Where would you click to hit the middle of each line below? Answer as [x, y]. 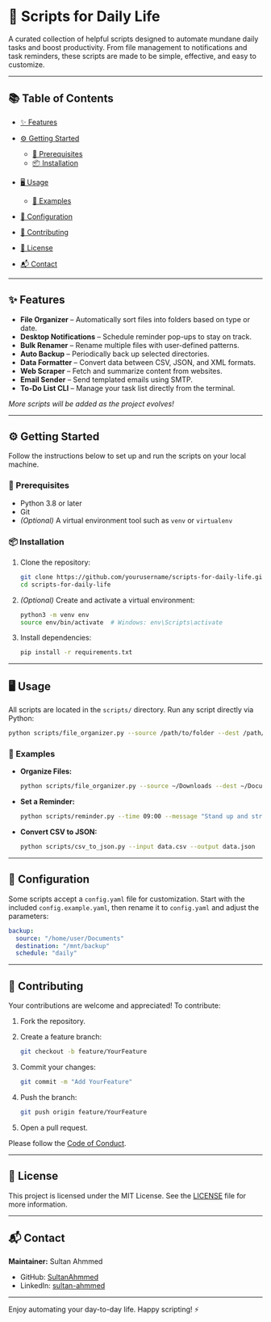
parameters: [29, 916]
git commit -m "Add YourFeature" [76, 1081]
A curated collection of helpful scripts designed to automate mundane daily [133, 39]
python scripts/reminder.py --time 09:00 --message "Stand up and [134, 816]
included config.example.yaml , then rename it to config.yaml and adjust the [134, 907]
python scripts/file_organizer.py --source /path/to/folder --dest [124, 733]
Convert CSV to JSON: [58, 832]
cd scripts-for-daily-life [65, 585]
